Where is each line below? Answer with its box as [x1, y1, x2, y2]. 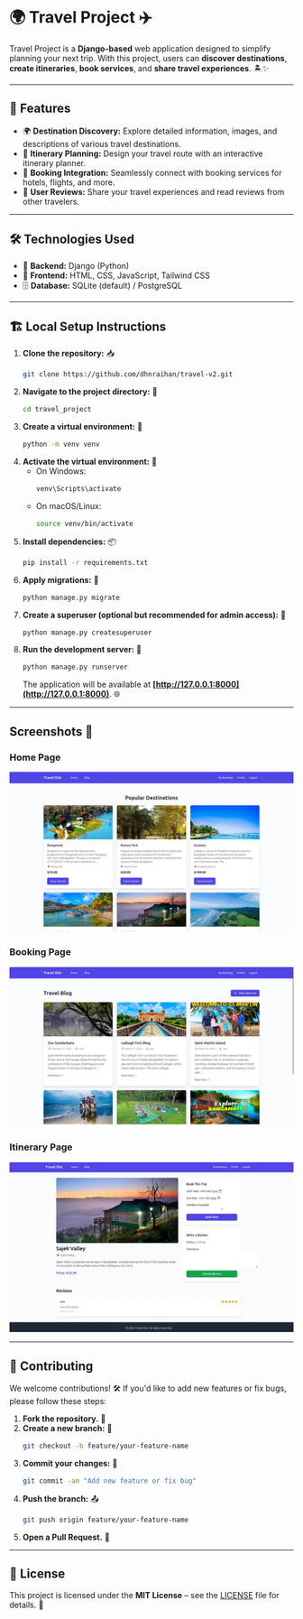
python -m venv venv [22, 439, 100, 449]
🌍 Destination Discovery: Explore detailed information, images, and [22, 125, 278, 136]
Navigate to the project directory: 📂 [22, 386, 158, 397]
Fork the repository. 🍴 [22, 1413, 106, 1424]
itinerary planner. [22, 157, 86, 168]
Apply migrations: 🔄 [22, 574, 99, 585]
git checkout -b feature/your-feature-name [22, 1441, 189, 1451]
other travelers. [22, 196, 79, 207]
